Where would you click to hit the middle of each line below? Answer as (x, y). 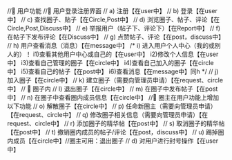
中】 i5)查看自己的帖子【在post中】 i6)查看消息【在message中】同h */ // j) (113, 71)
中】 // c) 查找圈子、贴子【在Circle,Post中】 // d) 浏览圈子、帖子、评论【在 (113, 19)
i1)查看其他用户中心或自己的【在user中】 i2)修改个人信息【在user (126, 54)
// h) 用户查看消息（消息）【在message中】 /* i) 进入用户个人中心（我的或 (111, 45)
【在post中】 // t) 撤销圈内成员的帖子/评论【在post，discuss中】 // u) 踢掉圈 (116, 132)
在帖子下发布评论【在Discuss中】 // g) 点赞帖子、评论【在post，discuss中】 (116, 37)
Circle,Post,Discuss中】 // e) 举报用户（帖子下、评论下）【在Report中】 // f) (114, 28)
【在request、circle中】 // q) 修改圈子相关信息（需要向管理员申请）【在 (108, 115)
